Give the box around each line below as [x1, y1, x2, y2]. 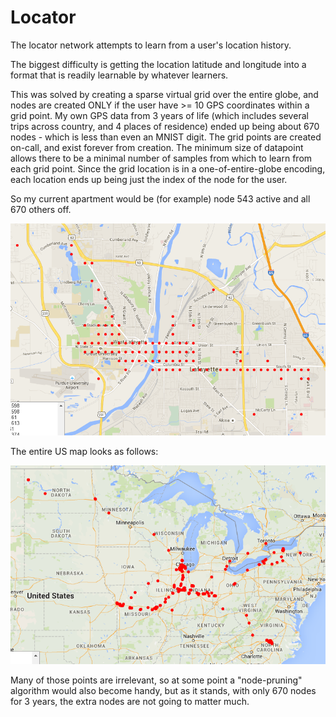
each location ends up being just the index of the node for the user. [10, 173, 288, 185]
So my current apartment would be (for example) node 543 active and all [10, 192, 311, 205]
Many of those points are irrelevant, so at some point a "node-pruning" [10, 674, 303, 686]
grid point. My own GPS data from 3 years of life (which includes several [10, 109, 309, 121]
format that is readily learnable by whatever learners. [10, 69, 229, 81]
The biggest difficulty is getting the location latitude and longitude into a [10, 58, 307, 70]
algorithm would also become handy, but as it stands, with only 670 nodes [10, 685, 317, 697]
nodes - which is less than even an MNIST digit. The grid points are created [10, 131, 322, 143]
